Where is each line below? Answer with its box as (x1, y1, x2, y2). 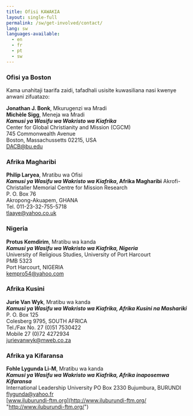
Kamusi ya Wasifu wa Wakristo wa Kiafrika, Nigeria (6, 244, 139, 251)
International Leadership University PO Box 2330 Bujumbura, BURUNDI (6, 384, 182, 391)
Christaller (6, 184, 32, 192)
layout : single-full (6, 14, 58, 20)
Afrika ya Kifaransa (6, 351, 64, 360)
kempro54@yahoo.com (6, 270, 65, 277)
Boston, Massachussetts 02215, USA (6, 136, 97, 144)
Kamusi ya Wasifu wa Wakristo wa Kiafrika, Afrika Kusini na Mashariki (6, 305, 187, 312)
